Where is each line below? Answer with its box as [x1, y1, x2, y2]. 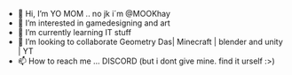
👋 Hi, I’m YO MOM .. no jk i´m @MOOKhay [17, 9, 171, 19]
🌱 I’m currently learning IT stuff [17, 27, 131, 37]
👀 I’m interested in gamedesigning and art [17, 18, 170, 28]
